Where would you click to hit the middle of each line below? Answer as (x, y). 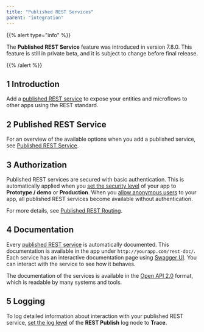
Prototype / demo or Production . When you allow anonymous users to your (101, 192)
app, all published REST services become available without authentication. (100, 199)
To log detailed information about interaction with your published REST (95, 316)
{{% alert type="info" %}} (39, 35)
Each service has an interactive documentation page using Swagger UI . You (101, 257)
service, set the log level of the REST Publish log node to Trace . (87, 322)
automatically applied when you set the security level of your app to (91, 186)
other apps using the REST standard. (52, 105)
